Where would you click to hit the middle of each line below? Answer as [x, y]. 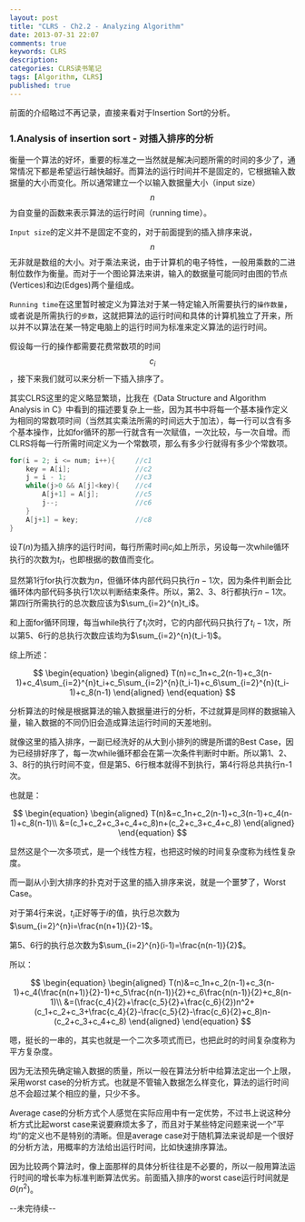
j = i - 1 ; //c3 [89, 477]
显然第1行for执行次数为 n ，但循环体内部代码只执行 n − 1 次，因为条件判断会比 [151, 581]
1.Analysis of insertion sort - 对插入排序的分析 [112, 138]
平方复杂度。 [33, 1051]
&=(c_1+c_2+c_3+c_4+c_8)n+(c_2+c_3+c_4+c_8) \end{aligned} [177, 823]
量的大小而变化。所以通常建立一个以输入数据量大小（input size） [138, 182]
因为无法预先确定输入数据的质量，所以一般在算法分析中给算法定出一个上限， [152, 1070]
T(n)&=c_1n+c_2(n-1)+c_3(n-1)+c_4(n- [221, 813]
